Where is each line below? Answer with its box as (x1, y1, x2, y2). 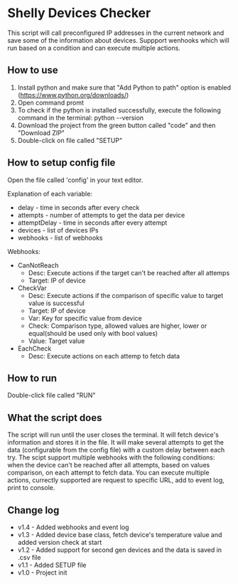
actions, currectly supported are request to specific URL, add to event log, (7, 476, 225, 484)
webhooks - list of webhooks (17, 233, 103, 242)
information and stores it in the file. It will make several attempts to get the (7, 438, 224, 447)
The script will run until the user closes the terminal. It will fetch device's (7, 430, 219, 439)
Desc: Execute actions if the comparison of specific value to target (28, 291, 224, 299)
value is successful (28, 299, 85, 307)
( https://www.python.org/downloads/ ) (17, 90, 129, 99)
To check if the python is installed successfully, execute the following (17, 105, 222, 115)
